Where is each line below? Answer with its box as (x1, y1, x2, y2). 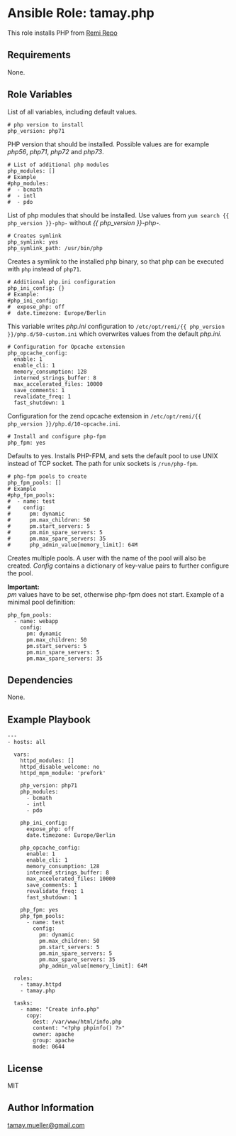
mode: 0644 (33, 1043, 65, 1051)
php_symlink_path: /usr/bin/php (7, 244, 103, 251)
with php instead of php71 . (7, 264, 82, 273)
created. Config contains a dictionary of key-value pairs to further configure (7, 561, 229, 570)
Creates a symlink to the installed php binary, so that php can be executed (7, 257, 225, 266)
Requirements (7, 49, 71, 61)
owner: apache (33, 1031, 74, 1038)
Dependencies (7, 674, 73, 686)
